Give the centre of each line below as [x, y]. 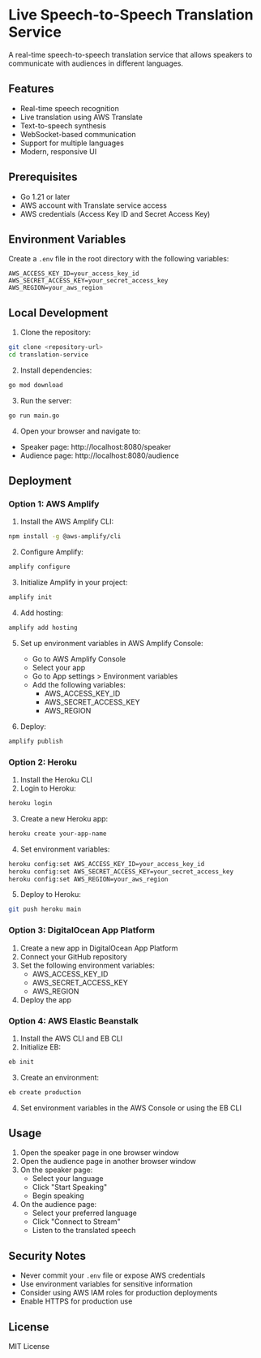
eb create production [45, 1092]
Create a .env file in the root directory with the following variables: [119, 259]
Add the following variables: [79, 684]
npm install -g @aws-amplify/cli [65, 537]
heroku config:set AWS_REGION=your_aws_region [88, 879]
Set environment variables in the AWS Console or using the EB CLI [130, 1108]
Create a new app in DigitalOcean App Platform [99, 948]
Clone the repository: [56, 332]
